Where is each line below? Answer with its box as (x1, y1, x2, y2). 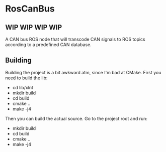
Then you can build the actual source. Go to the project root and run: (5, 115, 147, 121)
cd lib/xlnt (12, 84, 34, 90)
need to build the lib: (5, 75, 48, 81)
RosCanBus (5, 3, 55, 15)
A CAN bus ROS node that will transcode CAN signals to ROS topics (5, 36, 145, 42)
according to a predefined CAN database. (5, 42, 92, 48)
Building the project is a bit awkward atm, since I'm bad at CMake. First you (5, 69, 161, 75)
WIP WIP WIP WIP (5, 23, 62, 32)
